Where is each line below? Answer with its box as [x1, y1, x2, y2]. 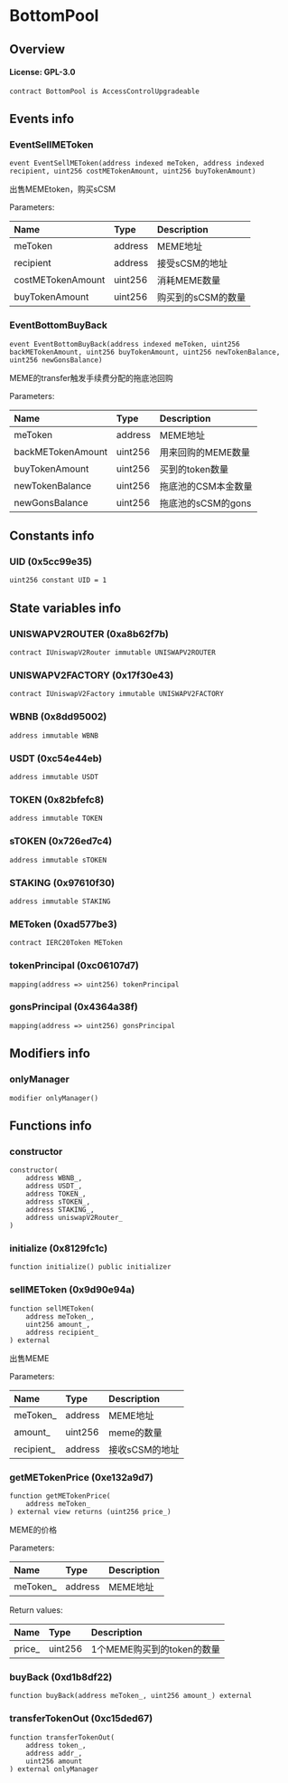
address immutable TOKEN [9, 814, 103, 824]
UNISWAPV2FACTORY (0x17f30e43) [9, 669, 174, 682]
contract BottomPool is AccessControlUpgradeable [9, 87, 200, 96]
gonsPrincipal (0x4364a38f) [9, 1001, 138, 1014]
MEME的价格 [9, 1524, 58, 1535]
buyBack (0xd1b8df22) [9, 1671, 113, 1683]
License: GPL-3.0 [9, 67, 76, 78]
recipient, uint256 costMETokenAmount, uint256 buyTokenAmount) [9, 167, 256, 176]
